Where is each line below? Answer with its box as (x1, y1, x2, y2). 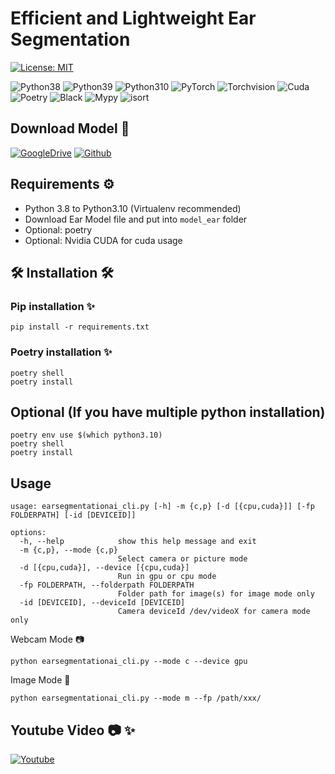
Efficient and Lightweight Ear (10, 7, 257, 30)
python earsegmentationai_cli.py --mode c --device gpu (10, 657, 248, 667)
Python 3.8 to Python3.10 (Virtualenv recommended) (24, 202, 242, 214)
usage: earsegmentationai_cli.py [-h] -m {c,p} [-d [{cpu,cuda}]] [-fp (10, 502, 315, 512)
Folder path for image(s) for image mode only (117, 589, 315, 599)
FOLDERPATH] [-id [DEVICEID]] (10, 510, 137, 521)
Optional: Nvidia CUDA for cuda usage (24, 234, 183, 246)
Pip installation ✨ (10, 299, 95, 313)
